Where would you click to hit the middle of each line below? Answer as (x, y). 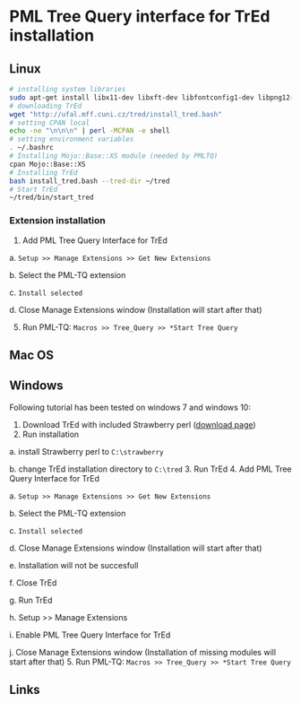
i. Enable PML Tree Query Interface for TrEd (90, 635)
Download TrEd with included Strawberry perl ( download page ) (139, 424)
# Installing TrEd (43, 172)
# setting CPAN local (50, 123)
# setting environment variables (72, 139)
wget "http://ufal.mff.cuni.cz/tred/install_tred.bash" (116, 114)
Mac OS (32, 355)
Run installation (51, 434)
